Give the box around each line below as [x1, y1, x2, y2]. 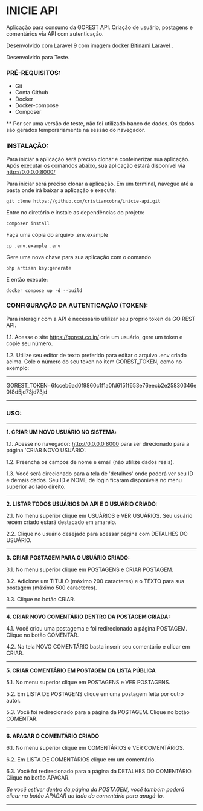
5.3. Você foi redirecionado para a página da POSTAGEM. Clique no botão [6, 709, 190, 716]
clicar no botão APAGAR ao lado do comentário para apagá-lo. [6, 792, 164, 799]
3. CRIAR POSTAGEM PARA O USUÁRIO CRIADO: [6, 554, 130, 561]
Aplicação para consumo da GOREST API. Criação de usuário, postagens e [6, 24, 193, 31]
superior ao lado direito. [6, 483, 66, 491]
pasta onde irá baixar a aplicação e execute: [6, 186, 117, 194]
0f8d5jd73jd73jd [6, 388, 48, 396]
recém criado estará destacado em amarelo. [6, 518, 117, 526]
